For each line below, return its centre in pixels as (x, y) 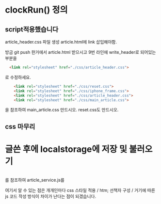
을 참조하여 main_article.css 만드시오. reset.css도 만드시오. (62, 110)
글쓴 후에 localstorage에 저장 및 (66, 149)
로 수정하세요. (18, 77)
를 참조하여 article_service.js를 (35, 180)
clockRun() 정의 (36, 10)
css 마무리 (20, 126)
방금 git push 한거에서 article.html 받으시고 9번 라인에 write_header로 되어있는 (80, 52)
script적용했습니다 (32, 29)
